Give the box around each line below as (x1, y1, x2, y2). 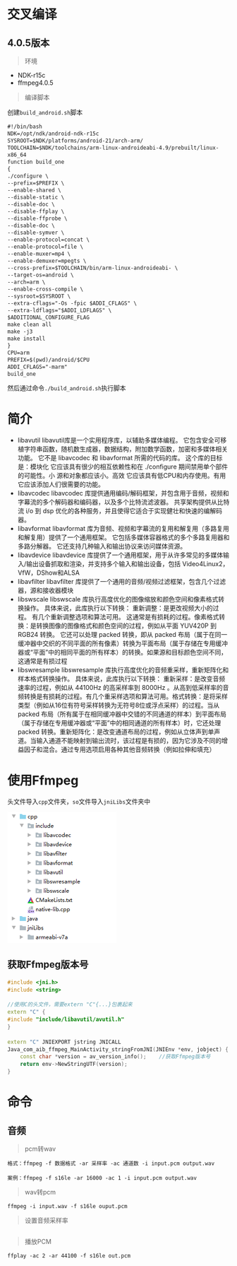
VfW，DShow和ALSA (17, 568, 80, 577)
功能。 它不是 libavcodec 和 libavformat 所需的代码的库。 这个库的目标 (17, 453, 223, 462)
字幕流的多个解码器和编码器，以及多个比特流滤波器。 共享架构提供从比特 (17, 498, 230, 506)
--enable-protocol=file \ (7, 243, 83, 250)
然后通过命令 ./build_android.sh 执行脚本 (7, 384, 126, 392)
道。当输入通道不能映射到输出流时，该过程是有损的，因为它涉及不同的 (17, 736, 222, 744)
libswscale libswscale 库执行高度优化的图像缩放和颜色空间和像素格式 (17, 594, 219, 603)
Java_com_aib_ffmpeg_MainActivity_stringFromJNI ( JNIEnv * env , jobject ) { (7, 1045, 229, 1053)
